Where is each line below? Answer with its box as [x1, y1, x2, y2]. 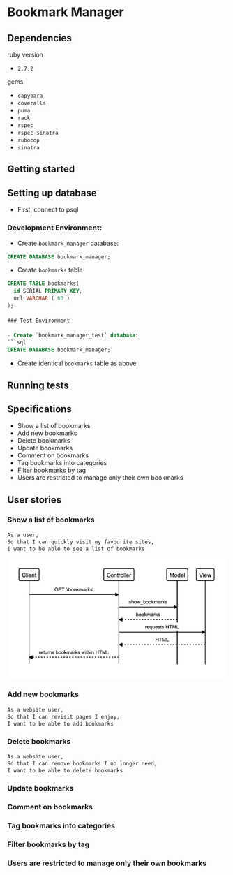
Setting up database [7, 186, 98, 199]
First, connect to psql [17, 205, 79, 214]
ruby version [7, 50, 44, 59]
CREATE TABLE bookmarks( [7, 280, 80, 287]
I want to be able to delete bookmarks [7, 767, 123, 774]
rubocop [17, 137, 40, 144]
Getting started [7, 163, 75, 175]
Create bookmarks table [17, 266, 83, 274]
